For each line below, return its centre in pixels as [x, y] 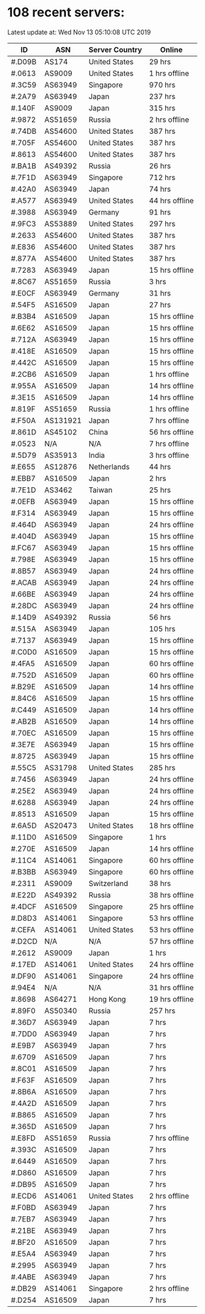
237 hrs [162, 96]
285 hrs [162, 768]
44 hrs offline [171, 200]
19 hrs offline [171, 999]
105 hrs [162, 629]
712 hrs [162, 177]
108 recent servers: [66, 12]
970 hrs [162, 85]
